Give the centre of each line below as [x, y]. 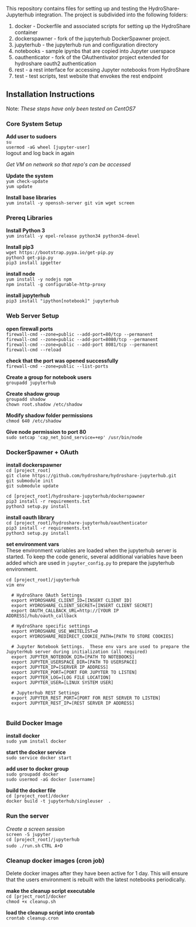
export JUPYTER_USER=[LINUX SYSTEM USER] [63, 683]
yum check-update [27, 181]
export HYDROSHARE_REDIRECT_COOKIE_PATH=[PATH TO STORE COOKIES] [93, 636]
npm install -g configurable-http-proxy [56, 285]
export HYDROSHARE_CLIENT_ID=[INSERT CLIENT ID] [72, 601]
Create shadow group [33, 393]
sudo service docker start [39, 758]
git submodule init [30, 481]
